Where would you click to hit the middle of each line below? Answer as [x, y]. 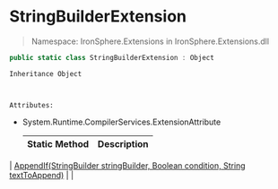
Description [123, 143]
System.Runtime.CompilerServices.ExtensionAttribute [122, 122]
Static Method [58, 143]
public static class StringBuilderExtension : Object [112, 57]
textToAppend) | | [42, 175]
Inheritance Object [46, 73]
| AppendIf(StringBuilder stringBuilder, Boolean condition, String [127, 165]
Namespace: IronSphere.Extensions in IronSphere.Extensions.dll [150, 41]
